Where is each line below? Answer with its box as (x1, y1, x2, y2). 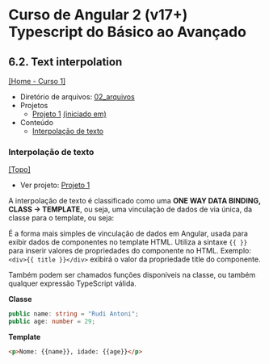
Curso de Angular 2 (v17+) (8, 6, 188, 24)
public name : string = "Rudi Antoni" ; (8, 310, 139, 318)
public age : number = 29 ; (8, 317, 95, 326)
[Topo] (8, 165, 31, 174)
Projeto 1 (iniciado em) (32, 109, 107, 119)
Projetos (19, 101, 48, 110)
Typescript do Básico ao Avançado (8, 23, 246, 41)
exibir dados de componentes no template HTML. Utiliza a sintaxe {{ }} (8, 237, 248, 247)
